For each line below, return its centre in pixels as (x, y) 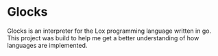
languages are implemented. (47, 45)
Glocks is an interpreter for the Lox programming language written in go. (109, 31)
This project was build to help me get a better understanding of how (103, 38)
